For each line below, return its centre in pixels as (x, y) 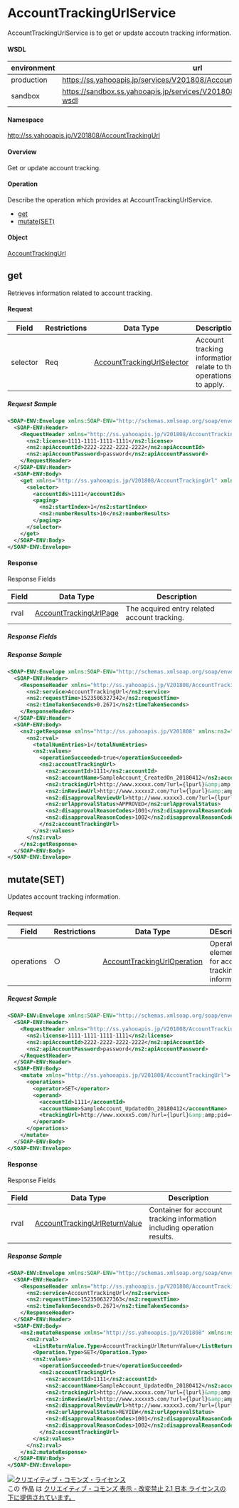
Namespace (26, 120)
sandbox (26, 96)
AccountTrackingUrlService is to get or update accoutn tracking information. (119, 33)
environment (33, 68)
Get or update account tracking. (54, 167)
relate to (209, 366)
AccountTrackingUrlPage (77, 613)
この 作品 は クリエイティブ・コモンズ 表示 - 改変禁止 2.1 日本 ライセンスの (117, 1489)
